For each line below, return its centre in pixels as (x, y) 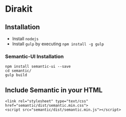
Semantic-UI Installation (34, 56)
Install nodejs (25, 39)
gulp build (16, 75)
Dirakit (19, 9)
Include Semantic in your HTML (54, 90)
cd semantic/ (18, 71)
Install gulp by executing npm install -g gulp (58, 44)
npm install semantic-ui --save (38, 67)
